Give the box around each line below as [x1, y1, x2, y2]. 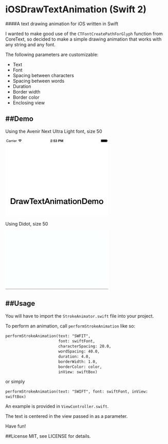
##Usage [5, 299, 35, 308]
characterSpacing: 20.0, [58, 343, 111, 349]
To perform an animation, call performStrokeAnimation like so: [5, 323, 135, 329]
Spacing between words [12, 78, 65, 84]
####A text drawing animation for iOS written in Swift [5, 21, 119, 27]
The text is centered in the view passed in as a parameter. [5, 413, 128, 419]
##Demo [5, 115, 33, 123]
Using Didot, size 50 [5, 220, 48, 227]
